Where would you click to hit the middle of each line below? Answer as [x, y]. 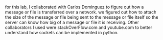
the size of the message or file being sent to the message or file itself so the [82, 17]
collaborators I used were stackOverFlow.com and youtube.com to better [79, 27]
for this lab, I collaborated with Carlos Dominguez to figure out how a [75, 7]
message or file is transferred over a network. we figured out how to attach [81, 12]
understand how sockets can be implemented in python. [62, 33]
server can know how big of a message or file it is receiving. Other [72, 22]
